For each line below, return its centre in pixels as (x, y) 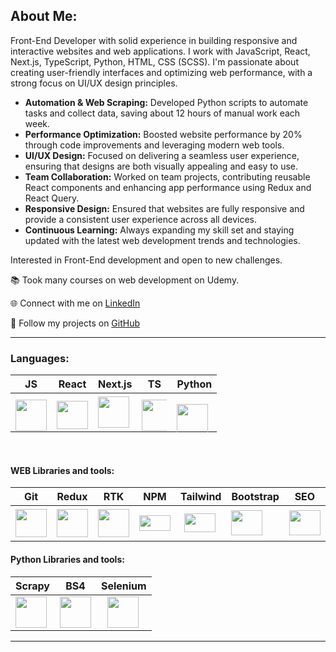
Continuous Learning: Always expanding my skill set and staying (159, 230)
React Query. (52, 198)
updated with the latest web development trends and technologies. (162, 240)
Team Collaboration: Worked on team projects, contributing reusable (167, 176)
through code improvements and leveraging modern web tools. (154, 145)
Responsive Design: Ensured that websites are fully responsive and (164, 208)
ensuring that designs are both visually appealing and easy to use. (161, 166)
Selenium (123, 586)
